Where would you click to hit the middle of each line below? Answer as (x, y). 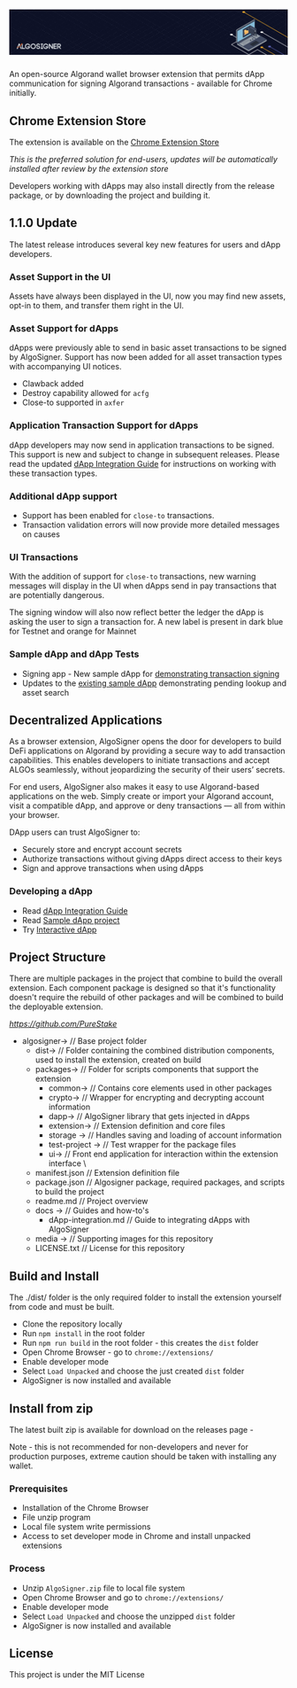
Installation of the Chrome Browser (85, 1508)
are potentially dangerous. (57, 595)
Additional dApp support (63, 496)
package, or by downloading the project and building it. (110, 195)
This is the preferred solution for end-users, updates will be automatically (144, 159)
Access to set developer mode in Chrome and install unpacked (136, 1536)
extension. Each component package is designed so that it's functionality (143, 988)
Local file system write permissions (86, 1527)
